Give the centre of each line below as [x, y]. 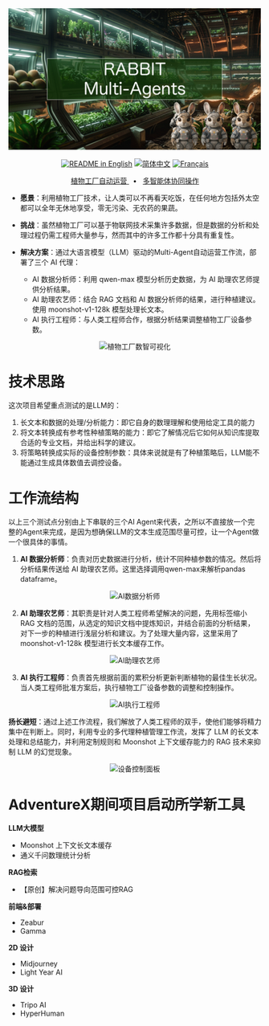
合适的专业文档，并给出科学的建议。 [80, 443]
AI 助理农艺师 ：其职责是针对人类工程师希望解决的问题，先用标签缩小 [133, 613]
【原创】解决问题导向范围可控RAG [77, 889]
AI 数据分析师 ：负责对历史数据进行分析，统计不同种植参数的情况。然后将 [141, 559]
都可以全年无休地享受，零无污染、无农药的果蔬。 [101, 207]
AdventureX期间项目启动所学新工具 [127, 805]
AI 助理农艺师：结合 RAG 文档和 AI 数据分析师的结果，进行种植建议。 [146, 299]
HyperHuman [42, 1014]
